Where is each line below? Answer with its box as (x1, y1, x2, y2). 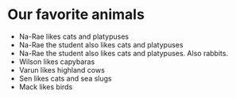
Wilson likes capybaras (18, 57, 95, 66)
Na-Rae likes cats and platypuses (18, 32, 129, 41)
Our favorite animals (7, 6, 145, 24)
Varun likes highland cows (18, 65, 105, 74)
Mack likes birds (18, 81, 73, 92)
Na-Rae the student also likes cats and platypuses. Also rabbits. (18, 48, 228, 58)
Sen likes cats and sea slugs (18, 73, 112, 83)
